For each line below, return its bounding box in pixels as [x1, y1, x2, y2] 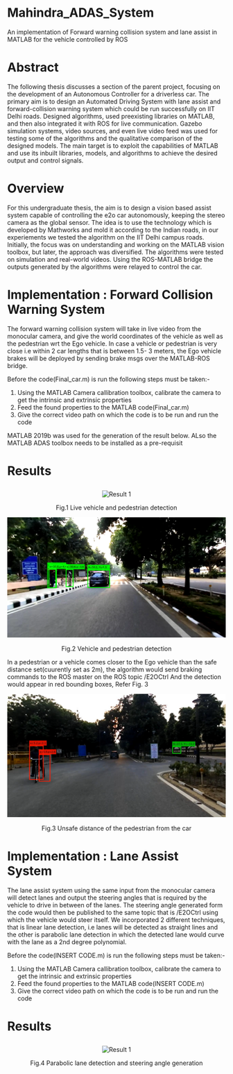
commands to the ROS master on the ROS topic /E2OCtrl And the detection [7, 673, 222, 681]
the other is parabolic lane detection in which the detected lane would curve [7, 930, 225, 939]
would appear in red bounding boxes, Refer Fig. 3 [7, 680, 149, 689]
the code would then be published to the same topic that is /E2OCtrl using [7, 908, 218, 916]
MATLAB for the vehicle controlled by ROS [7, 35, 128, 43]
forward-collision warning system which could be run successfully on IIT [7, 104, 215, 112]
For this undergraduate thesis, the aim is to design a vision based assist [7, 203, 212, 212]
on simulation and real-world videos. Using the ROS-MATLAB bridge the [7, 255, 214, 263]
